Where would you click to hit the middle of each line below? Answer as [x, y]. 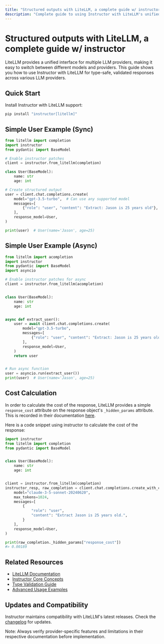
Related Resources [34, 562]
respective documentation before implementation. [55, 636]
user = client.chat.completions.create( [47, 194]
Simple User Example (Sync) [49, 129]
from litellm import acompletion [39, 257]
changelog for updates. [29, 621]
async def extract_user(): [32, 319]
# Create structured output [34, 190]
